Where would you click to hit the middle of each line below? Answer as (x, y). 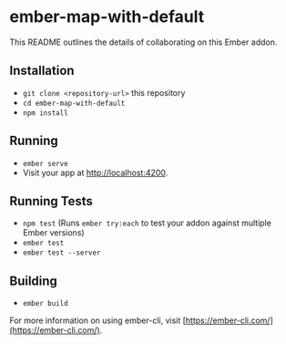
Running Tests (51, 201)
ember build (45, 304)
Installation (42, 71)
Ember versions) (53, 233)
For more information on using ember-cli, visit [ (98, 320)
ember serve (45, 163)
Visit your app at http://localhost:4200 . (95, 172)
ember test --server (61, 253)
